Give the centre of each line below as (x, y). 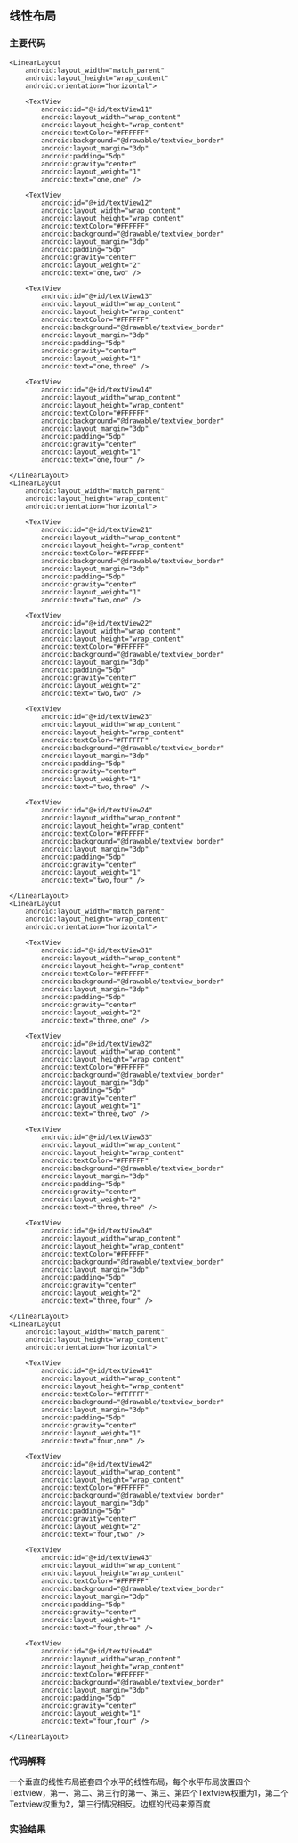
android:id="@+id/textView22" (97, 623)
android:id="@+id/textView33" (97, 1137)
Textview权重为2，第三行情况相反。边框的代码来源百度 (110, 1804)
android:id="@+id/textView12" (97, 203)
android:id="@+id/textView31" (97, 950)
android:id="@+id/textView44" (97, 1651)
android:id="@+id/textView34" (97, 1231)
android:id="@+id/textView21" (97, 529)
